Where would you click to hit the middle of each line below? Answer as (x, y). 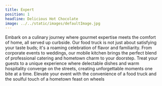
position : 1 (17, 14)
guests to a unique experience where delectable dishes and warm (72, 63)
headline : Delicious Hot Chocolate (42, 19)
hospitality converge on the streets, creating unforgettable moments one (79, 69)
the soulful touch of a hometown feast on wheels (55, 79)
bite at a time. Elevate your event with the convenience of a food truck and (81, 74)
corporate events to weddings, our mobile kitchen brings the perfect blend (81, 53)
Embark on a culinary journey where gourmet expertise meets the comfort (81, 37)
